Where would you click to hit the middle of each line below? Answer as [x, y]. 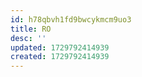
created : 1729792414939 [60, 57]
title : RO [31, 29]
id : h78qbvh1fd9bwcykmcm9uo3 [71, 19]
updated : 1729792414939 [60, 47]
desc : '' [28, 38]
